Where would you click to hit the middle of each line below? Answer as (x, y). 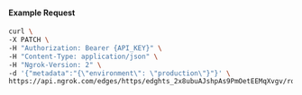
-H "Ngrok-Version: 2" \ (55, 65)
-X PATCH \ (29, 40)
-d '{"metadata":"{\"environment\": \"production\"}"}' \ (119, 73)
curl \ (21, 31)
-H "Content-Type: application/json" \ (83, 56)
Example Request (42, 13)
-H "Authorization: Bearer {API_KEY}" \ (86, 48)
